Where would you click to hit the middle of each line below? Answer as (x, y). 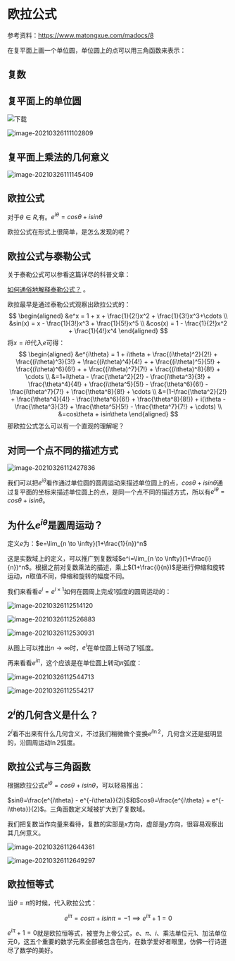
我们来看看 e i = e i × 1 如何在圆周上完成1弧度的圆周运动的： (89, 591)
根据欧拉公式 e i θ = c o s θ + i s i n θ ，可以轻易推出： (76, 785)
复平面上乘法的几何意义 (58, 157)
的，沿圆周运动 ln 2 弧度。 (43, 742)
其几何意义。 (26, 833)
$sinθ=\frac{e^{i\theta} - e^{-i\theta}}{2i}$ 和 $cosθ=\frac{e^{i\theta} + (109, 800)
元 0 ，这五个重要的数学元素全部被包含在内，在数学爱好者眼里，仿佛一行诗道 (117, 942)
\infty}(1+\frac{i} (188, 559)
